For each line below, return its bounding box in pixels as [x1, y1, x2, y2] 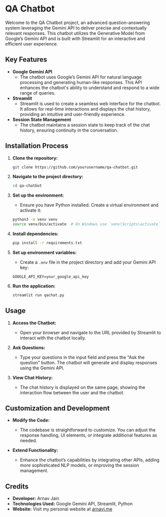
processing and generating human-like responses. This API [19, 79, 142, 85]
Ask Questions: [12, 344, 45, 350]
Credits [5, 482, 29, 490]
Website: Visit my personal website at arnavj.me [12, 506, 112, 512]
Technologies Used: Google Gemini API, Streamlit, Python [12, 501, 133, 507]
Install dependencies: [12, 231, 59, 237]
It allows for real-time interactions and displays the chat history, [19, 106, 151, 112]
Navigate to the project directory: [12, 174, 83, 180]
